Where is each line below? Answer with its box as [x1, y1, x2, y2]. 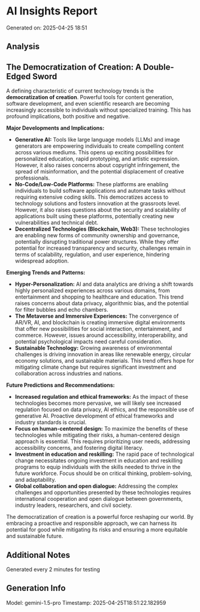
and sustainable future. [6, 533, 63, 540]
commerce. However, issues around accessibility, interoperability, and [14, 332, 188, 339]
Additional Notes [6, 550, 71, 560]
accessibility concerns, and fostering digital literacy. [14, 444, 144, 452]
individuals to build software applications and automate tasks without [14, 187, 186, 195]
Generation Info [6, 583, 66, 593]
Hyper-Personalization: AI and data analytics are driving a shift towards [14, 280, 193, 288]
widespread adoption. [14, 257, 69, 265]
